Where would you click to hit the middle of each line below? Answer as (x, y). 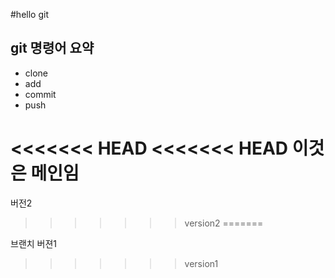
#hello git (29, 14)
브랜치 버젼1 (34, 243)
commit (40, 94)
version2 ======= (224, 223)
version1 (201, 263)
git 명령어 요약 (52, 48)
